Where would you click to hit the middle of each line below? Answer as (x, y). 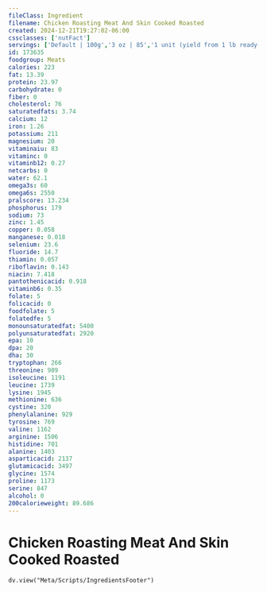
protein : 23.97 (33, 82)
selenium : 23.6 (33, 245)
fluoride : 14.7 (33, 252)
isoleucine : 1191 (37, 377)
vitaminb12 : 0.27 (37, 164)
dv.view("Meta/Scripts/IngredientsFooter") (81, 581)
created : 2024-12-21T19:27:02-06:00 (69, 30)
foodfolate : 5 (32, 311)
